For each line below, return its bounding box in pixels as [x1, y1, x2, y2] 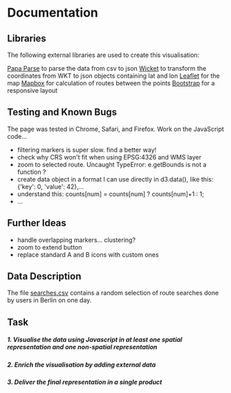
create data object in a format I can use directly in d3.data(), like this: [17, 175, 214, 183]
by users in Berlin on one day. [7, 296, 92, 304]
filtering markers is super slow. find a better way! [17, 146, 157, 154]
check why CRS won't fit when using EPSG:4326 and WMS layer [17, 152, 202, 161]
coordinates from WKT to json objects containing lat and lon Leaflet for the [7, 71, 220, 80]
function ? [17, 168, 46, 176]
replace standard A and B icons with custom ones [17, 250, 159, 259]
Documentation [7, 5, 99, 21]
